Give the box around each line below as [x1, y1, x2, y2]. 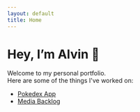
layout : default [7, 10, 54, 17]
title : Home [7, 17, 42, 24]
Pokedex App [17, 90, 56, 98]
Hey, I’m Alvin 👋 [7, 46, 100, 62]
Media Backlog [17, 97, 61, 106]
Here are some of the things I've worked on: [7, 77, 134, 85]
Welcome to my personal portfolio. [7, 69, 107, 77]
